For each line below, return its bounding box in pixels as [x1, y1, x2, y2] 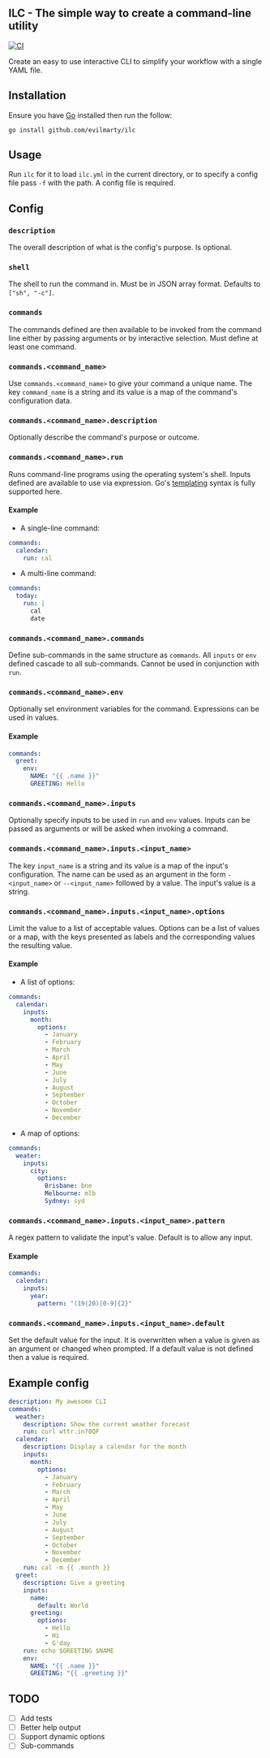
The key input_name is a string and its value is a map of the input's [8, 860, 229, 870]
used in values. [8, 712, 59, 722]
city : [29, 1167, 49, 1175]
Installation [8, 89, 66, 102]
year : [29, 1292, 49, 1301]
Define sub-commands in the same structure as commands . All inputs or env [8, 650, 257, 660]
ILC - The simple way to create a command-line [8, 6, 251, 20]
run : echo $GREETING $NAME [23, 1647, 114, 1655]
